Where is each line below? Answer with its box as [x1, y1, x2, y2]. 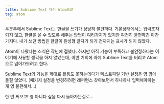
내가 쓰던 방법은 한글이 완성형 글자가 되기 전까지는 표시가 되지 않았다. [19, 38, 151, 44]
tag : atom [5, 12, 25, 17]
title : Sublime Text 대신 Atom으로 [5, 7, 73, 12]
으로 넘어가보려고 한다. [5, 61, 48, 66]
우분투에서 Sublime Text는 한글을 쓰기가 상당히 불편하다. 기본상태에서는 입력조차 [5, 25, 160, 32]
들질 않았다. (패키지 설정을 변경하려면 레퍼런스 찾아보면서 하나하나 [5, 77, 131, 83]
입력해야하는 [132, 77, 156, 83]
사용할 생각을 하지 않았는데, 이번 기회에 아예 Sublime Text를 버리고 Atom [18, 54, 158, 60]
